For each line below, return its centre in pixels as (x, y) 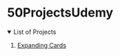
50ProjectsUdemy (60, 13)
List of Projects (35, 32)
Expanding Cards (42, 45)
